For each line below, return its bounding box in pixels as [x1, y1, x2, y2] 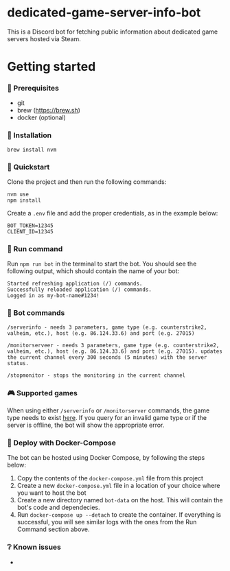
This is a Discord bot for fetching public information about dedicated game [7, 27, 218, 36]
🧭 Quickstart [7, 162, 50, 172]
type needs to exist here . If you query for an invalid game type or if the [7, 413, 207, 421]
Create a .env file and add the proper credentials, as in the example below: [7, 209, 218, 218]
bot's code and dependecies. [16, 503, 101, 512]
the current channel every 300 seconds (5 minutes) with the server [7, 353, 207, 361]
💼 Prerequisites [7, 84, 60, 93]
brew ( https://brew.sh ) [16, 106, 81, 115]
